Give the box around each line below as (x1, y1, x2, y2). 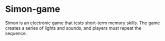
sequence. (5, 30, 27, 36)
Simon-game (5, 3, 60, 15)
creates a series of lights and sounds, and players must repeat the (5, 25, 141, 31)
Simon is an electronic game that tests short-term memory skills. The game (5, 20, 160, 26)
